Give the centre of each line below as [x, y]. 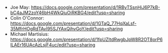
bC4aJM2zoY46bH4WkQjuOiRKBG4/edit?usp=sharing [67, 13]
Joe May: [20, 7]
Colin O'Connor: [27, 18]
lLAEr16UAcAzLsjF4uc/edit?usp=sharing [53, 45]
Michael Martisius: [29, 34]
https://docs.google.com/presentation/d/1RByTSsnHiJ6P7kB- [95, 7]
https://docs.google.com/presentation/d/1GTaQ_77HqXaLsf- [73, 23]
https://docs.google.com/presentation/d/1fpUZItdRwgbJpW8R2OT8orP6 [86, 39]
